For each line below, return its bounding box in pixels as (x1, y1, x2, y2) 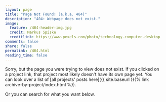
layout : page (5, 7, 32, 12)
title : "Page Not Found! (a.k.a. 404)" (5, 12, 87, 17)
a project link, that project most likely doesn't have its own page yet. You (5, 72, 153, 77)
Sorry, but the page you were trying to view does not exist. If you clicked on (5, 66, 160, 72)
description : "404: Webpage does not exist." (5, 16, 100, 21)
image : (5, 21, 19, 26)
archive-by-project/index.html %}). (5, 82, 77, 88)
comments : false (5, 39, 39, 44)
